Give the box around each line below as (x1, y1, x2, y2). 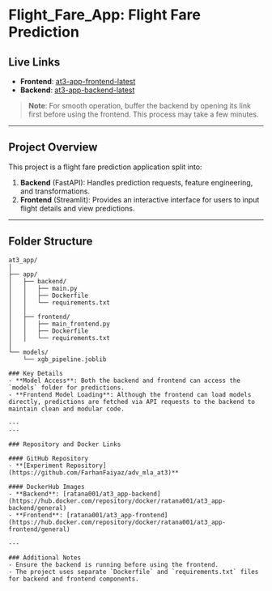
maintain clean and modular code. (8, 405, 125, 413)
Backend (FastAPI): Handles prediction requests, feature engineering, (19, 177, 253, 187)
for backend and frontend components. (8, 575, 139, 583)
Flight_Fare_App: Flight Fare (8, 6, 201, 24)
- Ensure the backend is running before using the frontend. (8, 560, 219, 568)
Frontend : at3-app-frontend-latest (19, 77, 136, 86)
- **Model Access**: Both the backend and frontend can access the (8, 376, 241, 385)
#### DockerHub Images (8, 483, 85, 491)
